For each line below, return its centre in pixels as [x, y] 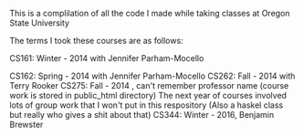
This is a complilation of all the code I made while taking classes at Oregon [150, 13]
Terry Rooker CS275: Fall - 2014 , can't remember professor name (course [149, 85]
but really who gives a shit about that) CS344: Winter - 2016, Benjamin [142, 115]
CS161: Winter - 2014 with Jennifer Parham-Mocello [107, 58]
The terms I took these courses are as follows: [97, 41]
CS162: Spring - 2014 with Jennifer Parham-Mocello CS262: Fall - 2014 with [152, 76]
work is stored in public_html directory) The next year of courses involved [148, 95]
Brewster [26, 124]
